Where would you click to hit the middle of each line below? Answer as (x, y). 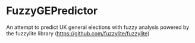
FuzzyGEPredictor (52, 11)
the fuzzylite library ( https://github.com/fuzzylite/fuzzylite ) (78, 33)
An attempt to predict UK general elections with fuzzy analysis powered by (98, 27)
